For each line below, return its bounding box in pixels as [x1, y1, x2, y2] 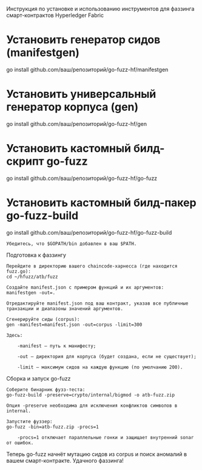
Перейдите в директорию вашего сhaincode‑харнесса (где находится [6, 263, 178, 269]
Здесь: [6, 332, 23, 338]
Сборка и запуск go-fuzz [6, 375, 71, 382]
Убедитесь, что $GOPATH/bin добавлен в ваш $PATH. [6, 240, 137, 247]
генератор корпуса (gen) [6, 100, 139, 114]
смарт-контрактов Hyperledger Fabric [6, 12, 104, 19]
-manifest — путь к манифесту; [17, 343, 96, 349]
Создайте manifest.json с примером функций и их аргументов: [6, 284, 164, 291]
